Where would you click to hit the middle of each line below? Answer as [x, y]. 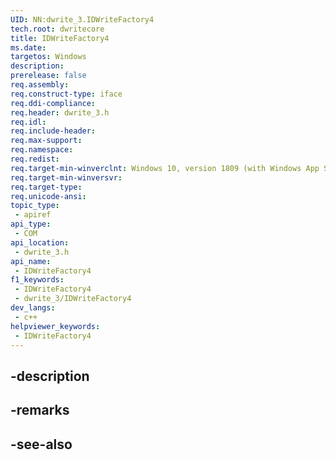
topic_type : [35, 206]
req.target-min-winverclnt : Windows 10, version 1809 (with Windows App [165, 168]
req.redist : [35, 159]
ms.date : [28, 47]
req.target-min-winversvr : [66, 177]
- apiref [33, 215]
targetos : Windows [48, 57]
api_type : [31, 224]
